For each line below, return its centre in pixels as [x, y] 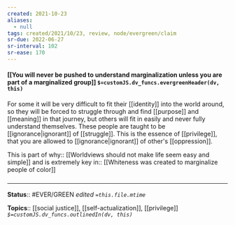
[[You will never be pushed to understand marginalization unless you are [115, 75]
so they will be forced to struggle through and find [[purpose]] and [103, 112]
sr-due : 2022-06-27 [36, 40]
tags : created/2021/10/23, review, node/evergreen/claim [92, 33]
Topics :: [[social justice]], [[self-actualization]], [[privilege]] [93, 208]
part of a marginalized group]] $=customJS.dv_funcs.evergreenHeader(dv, [114, 82]
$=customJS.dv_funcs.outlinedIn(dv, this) [70, 215]
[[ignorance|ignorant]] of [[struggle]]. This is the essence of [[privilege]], [112, 134]
